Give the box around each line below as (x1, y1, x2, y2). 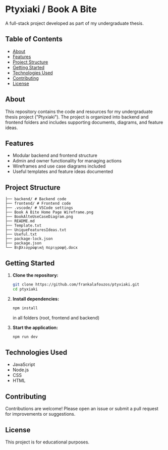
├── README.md (5, 218, 35, 224)
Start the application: (12, 324, 59, 330)
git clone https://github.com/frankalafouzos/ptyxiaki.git (12, 282, 140, 287)
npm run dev (12, 334, 38, 339)
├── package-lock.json (5, 236, 53, 242)
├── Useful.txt (5, 232, 37, 237)
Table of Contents (5, 35, 63, 43)
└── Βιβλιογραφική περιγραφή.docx (5, 245, 78, 250)
